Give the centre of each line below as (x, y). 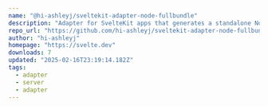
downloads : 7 (30, 53)
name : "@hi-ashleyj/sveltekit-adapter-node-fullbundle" (103, 16)
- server (30, 82)
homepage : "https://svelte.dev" (62, 45)
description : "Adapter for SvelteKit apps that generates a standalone (130, 23)
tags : (17, 68)
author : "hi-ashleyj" (44, 38)
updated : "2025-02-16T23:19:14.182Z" (71, 61)
